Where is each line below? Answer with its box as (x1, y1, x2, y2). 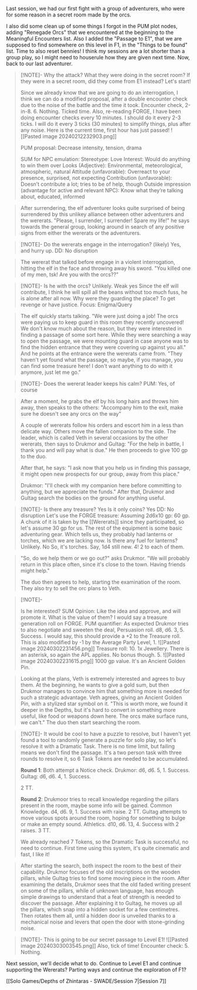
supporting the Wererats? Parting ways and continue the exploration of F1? (6, 966, 186, 973)
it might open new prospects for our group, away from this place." (20, 470, 180, 477)
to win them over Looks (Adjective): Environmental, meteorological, (20, 162, 183, 169)
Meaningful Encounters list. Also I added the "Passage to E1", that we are (6, 35, 182, 42)
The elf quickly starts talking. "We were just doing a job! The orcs (20, 313, 179, 319)
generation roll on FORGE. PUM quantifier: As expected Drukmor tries (20, 620, 189, 627)
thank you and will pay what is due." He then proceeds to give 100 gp (20, 447, 188, 453)
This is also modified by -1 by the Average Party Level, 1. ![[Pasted (20, 639, 181, 645)
